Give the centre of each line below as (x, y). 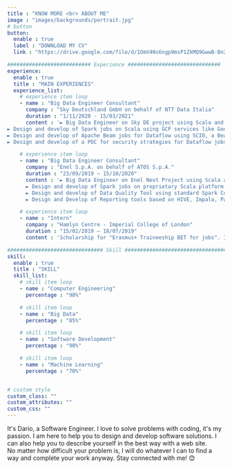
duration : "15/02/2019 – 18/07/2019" (81, 231)
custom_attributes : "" (40, 403)
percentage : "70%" (53, 371)
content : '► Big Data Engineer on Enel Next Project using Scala (123, 180)
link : (23, 53)
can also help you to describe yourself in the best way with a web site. (107, 443)
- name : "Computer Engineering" (68, 288)
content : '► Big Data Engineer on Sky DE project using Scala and (125, 122)
